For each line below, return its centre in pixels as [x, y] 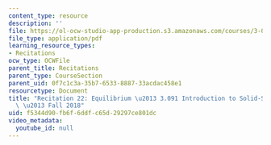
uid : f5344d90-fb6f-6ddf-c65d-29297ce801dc [83, 114]
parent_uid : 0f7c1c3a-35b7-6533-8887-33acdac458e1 [95, 83]
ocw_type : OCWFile [39, 61]
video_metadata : [35, 121]
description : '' [35, 23]
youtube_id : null [45, 128]
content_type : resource [48, 16]
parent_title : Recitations [54, 68]
